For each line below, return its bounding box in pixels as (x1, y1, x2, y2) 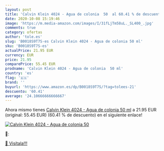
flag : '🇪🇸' (5, 75, 29, 80)
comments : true (5, 25, 36, 30)
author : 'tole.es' (5, 35, 42, 40)
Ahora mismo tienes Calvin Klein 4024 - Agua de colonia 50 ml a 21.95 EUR (5, 107, 157, 113)
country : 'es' (5, 71, 34, 76)
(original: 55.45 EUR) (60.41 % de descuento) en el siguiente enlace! (5, 112, 143, 118)
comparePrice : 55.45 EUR (5, 62, 56, 66)
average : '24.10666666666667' (5, 93, 67, 98)
